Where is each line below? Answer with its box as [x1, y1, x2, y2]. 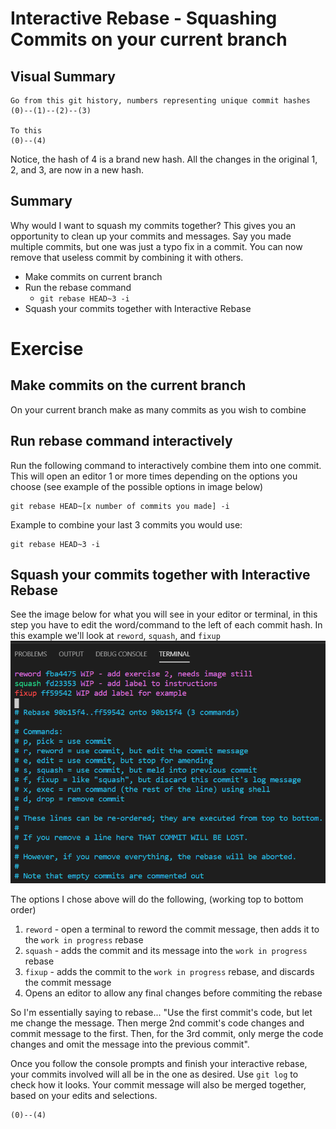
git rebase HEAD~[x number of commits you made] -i [10, 501, 230, 511]
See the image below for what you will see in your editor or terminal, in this [10, 608, 318, 621]
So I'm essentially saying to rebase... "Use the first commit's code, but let [10, 1007, 313, 1019]
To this [10, 126, 43, 136]
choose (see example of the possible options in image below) [10, 480, 264, 492]
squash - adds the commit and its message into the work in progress [24, 945, 308, 957]
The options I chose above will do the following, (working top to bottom [10, 893, 304, 906]
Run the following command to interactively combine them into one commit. [10, 459, 322, 471]
